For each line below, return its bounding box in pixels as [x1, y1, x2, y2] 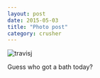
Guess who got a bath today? [7, 63, 94, 71]
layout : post [7, 10, 46, 18]
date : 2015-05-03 [7, 17, 59, 24]
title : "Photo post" [7, 23, 69, 30]
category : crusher [7, 30, 62, 37]
